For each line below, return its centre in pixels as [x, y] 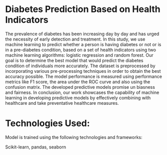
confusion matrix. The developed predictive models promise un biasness [80, 87]
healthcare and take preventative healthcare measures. [62, 103]
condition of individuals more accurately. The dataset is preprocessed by [80, 66]
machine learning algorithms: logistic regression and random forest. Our [79, 55]
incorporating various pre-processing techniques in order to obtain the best [83, 71]
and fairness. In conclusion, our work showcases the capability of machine [82, 92]
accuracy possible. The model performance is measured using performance [84, 76]
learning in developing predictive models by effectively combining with [78, 98]
